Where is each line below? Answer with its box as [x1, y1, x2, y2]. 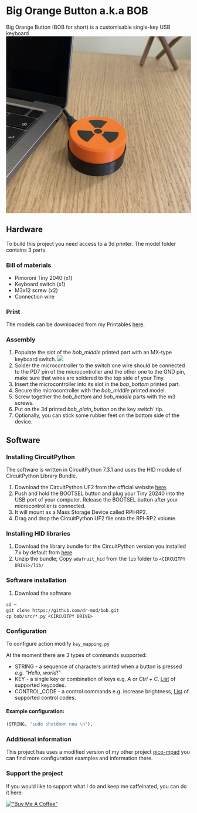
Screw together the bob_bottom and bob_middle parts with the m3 [14, 393, 176, 400]
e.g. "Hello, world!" [14, 669, 61, 676]
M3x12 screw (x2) [14, 286, 59, 294]
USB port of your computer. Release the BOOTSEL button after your [14, 496, 178, 503]
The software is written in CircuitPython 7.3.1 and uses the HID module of [6, 466, 182, 473]
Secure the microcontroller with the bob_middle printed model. [14, 387, 167, 394]
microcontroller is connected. [14, 503, 86, 510]
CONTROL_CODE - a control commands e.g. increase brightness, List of [14, 688, 189, 695]
